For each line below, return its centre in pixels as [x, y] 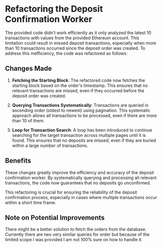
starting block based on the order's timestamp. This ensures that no [80, 85]
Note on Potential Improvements [55, 218]
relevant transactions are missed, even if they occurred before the [78, 90]
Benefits [18, 161]
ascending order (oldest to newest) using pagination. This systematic [81, 110]
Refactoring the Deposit [54, 9]
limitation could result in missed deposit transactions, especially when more [81, 43]
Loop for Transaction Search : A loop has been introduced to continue [82, 130]
